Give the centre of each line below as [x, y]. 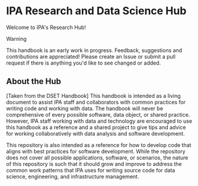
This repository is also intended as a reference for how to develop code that [99, 145]
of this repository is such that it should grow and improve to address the [94, 163]
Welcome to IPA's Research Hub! [46, 27]
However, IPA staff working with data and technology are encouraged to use [99, 121]
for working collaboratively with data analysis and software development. [95, 133]
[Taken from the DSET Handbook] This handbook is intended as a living [93, 95]
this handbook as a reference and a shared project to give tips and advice [96, 127]
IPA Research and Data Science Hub [96, 11]
